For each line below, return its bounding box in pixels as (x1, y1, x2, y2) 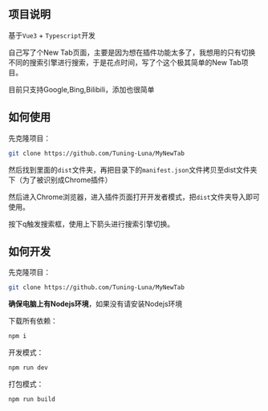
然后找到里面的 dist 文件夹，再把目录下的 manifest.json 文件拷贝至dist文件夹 (8, 165, 258, 174)
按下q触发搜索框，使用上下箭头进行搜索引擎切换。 (8, 219, 175, 229)
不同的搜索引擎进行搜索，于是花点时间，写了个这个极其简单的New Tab (8, 57, 242, 67)
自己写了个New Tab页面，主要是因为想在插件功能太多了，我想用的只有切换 (8, 47, 256, 57)
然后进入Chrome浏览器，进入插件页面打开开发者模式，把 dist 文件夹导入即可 (8, 192, 261, 201)
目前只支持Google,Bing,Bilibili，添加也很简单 (8, 84, 155, 94)
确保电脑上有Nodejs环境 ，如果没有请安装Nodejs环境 (8, 299, 183, 309)
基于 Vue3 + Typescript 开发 (8, 31, 96, 40)
